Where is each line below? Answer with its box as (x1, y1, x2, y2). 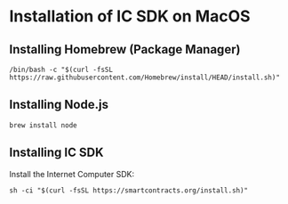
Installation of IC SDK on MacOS (9, 6, 251, 27)
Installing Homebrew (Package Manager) (9, 42, 241, 57)
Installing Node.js (9, 97, 109, 112)
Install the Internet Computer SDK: (9, 168, 135, 179)
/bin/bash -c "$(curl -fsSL (9, 65, 114, 74)
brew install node (9, 120, 77, 130)
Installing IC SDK (9, 145, 104, 160)
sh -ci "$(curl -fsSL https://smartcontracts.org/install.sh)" (9, 185, 249, 195)
